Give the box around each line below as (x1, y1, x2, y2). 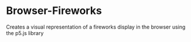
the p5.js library (6, 29, 44, 36)
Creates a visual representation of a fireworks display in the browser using (6, 23, 186, 30)
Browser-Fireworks (6, 4, 103, 17)
